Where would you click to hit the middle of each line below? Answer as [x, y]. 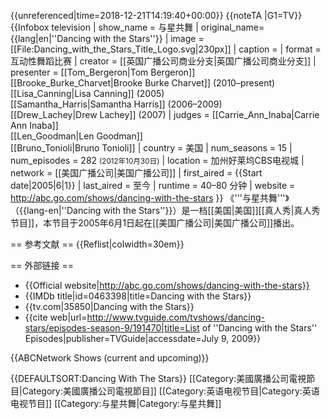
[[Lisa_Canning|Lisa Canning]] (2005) [87, 93]
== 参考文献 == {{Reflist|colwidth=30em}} [97, 244]
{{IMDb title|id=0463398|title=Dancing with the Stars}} [138, 296]
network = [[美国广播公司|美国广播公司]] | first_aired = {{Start [136, 173]
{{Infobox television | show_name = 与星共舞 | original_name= [137, 27]
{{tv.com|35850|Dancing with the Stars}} [109, 306]
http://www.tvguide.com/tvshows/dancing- [176, 317]
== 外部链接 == [42, 265]
